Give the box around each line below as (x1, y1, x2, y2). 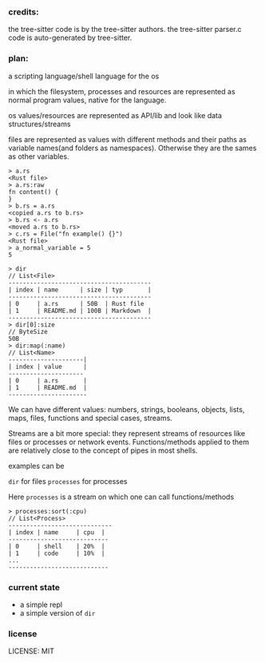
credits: (8, 6, 39, 18)
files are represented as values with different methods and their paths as (8, 134, 247, 144)
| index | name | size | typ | (8, 286, 152, 294)
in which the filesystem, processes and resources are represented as (8, 86, 235, 96)
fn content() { (8, 188, 59, 196)
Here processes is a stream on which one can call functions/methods (8, 492, 235, 501)
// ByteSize (8, 327, 48, 335)
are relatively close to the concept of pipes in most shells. (8, 446, 198, 455)
